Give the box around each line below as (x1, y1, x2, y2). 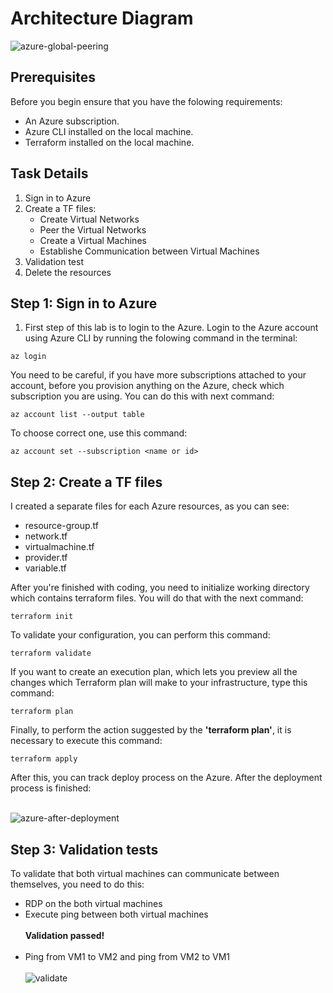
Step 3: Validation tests (10, 841, 159, 858)
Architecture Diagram (10, 7, 194, 30)
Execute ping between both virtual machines (24, 908, 209, 920)
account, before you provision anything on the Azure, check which (10, 380, 285, 392)
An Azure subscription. (24, 115, 120, 127)
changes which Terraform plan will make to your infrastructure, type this (10, 677, 308, 689)
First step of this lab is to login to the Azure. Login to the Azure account (24, 322, 319, 334)
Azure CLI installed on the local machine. (24, 125, 194, 137)
